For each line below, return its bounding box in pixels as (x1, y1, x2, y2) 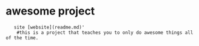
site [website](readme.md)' (13, 24, 85, 30)
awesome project (5, 4, 95, 18)
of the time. (5, 34, 39, 41)
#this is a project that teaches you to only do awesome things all (16, 29, 194, 36)
